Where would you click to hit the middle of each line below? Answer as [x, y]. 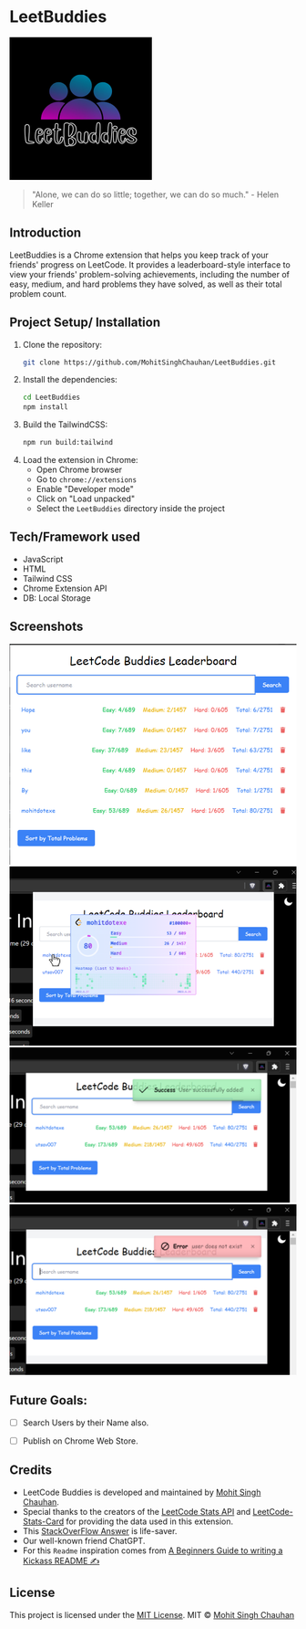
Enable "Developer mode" [85, 489]
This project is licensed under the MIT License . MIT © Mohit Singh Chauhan [152, 1614]
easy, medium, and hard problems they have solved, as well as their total [146, 284]
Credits [31, 1471]
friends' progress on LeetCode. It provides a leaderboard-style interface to [150, 264]
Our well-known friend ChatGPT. [84, 1540]
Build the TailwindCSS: [65, 425]
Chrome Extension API [65, 588]
